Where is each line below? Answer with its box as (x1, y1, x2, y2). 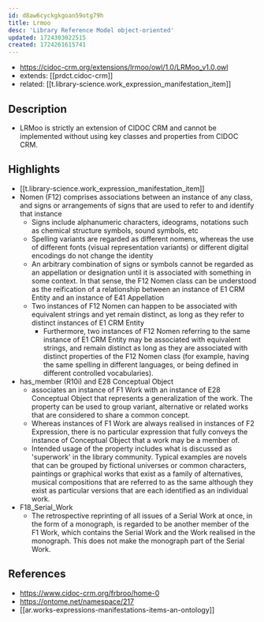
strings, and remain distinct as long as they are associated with (43, 343, 248, 352)
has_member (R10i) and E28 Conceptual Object (19, 377, 174, 386)
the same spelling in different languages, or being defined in (43, 360, 239, 369)
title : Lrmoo (8, 19, 51, 27)
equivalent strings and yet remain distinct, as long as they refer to (31, 309, 244, 319)
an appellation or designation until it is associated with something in (31, 268, 251, 277)
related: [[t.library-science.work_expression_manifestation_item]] (19, 80, 232, 89)
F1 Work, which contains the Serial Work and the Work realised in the (31, 527, 256, 537)
